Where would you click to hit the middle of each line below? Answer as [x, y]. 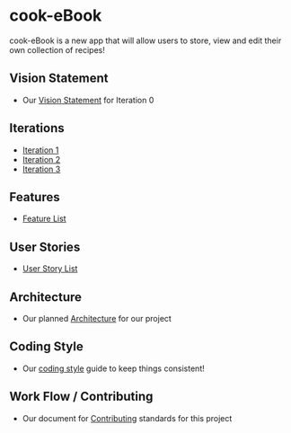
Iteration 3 [41, 169]
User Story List [50, 269]
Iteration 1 [40, 150]
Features [35, 197]
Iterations [37, 128]
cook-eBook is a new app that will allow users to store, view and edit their [145, 40]
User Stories [45, 247]
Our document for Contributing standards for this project [127, 418]
